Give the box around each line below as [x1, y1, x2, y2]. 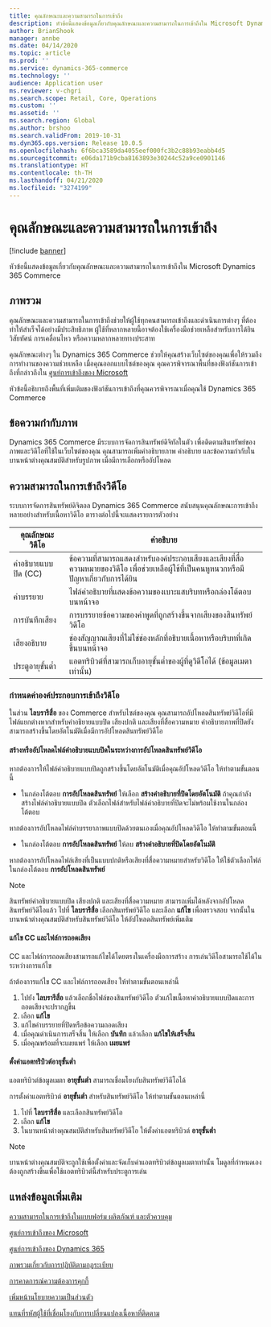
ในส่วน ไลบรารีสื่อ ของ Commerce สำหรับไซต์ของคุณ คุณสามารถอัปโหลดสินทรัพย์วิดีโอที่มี [9, 708, 254, 717]
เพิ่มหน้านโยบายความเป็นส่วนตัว [9, 1292, 94, 1301]
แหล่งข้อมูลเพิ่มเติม [9, 1190, 83, 1204]
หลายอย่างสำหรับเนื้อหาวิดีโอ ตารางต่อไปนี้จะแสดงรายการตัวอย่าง [9, 510, 179, 519]
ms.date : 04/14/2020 [9, 42, 79, 50]
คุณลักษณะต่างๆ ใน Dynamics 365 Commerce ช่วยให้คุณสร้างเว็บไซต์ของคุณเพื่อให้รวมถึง [9, 349, 262, 359]
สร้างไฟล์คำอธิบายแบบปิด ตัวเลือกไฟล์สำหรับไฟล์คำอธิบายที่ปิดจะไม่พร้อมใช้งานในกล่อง [20, 798, 248, 808]
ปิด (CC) [13, 568, 43, 580]
